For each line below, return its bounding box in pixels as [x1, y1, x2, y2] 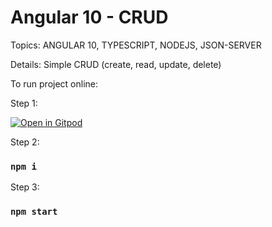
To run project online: [10, 77, 99, 90]
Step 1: [10, 97, 38, 109]
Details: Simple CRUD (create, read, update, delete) [10, 58, 222, 70]
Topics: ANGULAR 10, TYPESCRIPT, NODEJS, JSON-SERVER [10, 39, 262, 51]
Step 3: [10, 181, 40, 193]
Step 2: [10, 136, 40, 148]
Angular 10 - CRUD [10, 6, 169, 29]
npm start [10, 206, 58, 218]
